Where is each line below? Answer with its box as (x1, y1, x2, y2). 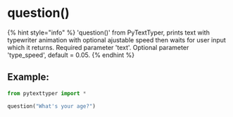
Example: (7, 71, 49, 83)
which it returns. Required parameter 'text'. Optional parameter (7, 43, 189, 51)
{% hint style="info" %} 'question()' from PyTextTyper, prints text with (7, 28, 210, 37)
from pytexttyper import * (7, 90, 87, 97)
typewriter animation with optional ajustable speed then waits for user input (7, 35, 227, 44)
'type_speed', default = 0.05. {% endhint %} (7, 51, 135, 59)
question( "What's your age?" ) (7, 102, 96, 110)
